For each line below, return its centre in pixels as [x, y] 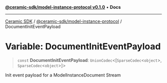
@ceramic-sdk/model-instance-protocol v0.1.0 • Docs [63, 7]
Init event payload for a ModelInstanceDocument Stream [63, 75]
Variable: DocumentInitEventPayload [83, 47]
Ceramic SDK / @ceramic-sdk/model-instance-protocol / [64, 21]
